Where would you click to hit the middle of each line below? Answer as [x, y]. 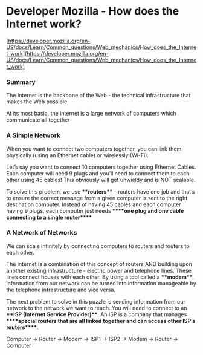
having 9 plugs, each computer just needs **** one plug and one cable [95, 210]
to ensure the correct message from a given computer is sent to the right [97, 198]
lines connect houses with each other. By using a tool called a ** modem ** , [100, 277]
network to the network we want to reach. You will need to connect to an [97, 308]
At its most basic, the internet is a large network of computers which [91, 114]
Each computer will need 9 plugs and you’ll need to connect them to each [98, 173]
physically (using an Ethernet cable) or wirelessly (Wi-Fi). [78, 155]
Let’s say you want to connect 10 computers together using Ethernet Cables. [101, 167]
